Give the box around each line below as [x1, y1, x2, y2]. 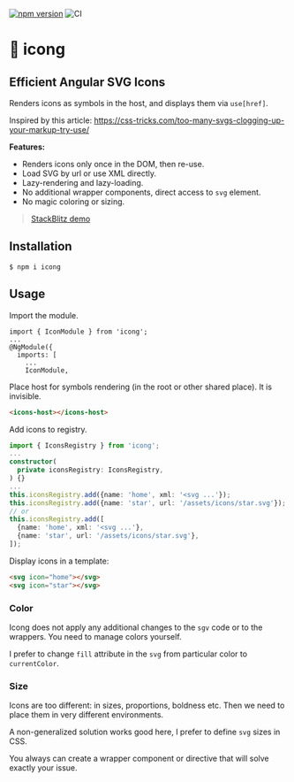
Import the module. [9, 310, 79, 320]
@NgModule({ [9, 342, 53, 351]
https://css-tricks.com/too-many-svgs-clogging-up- [94, 115, 285, 126]
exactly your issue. [9, 763, 78, 773]
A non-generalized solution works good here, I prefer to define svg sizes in [9, 726, 281, 738]
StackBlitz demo [30, 213, 91, 224]
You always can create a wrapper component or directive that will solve [9, 753, 269, 764]
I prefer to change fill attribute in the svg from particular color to [9, 648, 248, 659]
